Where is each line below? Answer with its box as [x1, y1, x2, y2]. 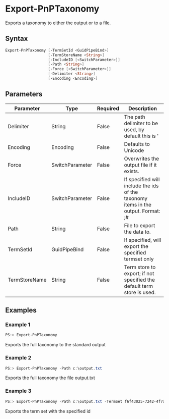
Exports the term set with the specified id [5, 408, 91, 414]
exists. [124, 168, 139, 175]
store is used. [124, 289, 156, 296]
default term [124, 282, 153, 289]
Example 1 [5, 321, 31, 328]
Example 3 [5, 387, 32, 394]
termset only [124, 255, 154, 263]
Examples [5, 306, 37, 315]
